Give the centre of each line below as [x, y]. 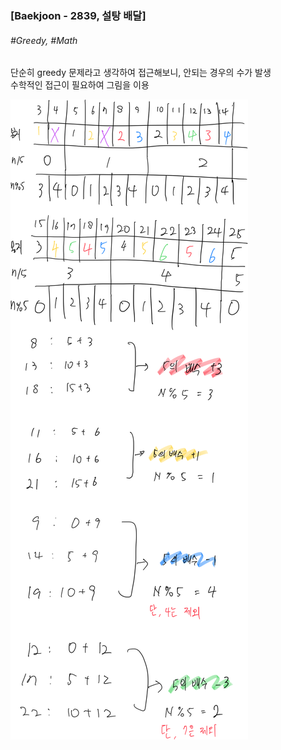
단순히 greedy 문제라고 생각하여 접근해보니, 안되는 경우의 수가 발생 [141, 73]
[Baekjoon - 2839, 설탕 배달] [78, 15]
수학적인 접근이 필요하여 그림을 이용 [80, 85]
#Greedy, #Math [44, 40]
